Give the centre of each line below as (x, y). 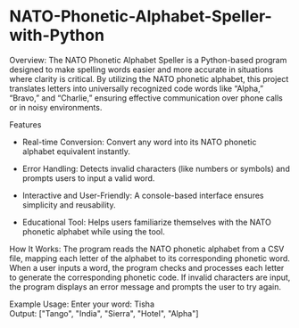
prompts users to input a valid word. (88, 178)
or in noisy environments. (56, 107)
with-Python (57, 35)
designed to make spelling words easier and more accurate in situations (141, 70)
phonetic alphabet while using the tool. (93, 231)
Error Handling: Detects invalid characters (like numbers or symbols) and (156, 168)
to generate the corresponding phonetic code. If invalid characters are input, (150, 277)
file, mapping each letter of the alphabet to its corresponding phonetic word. (149, 258)
